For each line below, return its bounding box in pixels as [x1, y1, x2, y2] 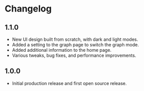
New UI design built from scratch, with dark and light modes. [12, 36, 138, 42]
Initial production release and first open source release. [12, 80, 127, 86]
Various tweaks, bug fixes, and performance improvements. [12, 52, 136, 58]
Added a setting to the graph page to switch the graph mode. [12, 42, 139, 48]
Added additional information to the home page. [12, 47, 112, 53]
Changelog [5, 3, 52, 15]
